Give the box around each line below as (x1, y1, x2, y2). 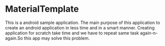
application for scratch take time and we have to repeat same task (5, 30, 139, 36)
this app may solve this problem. (24, 35, 90, 41)
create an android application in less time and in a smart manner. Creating (5, 24, 155, 30)
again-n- (140, 30, 158, 36)
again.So (5, 35, 23, 41)
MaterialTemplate (5, 3, 79, 15)
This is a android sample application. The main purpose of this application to (5, 20, 160, 25)
